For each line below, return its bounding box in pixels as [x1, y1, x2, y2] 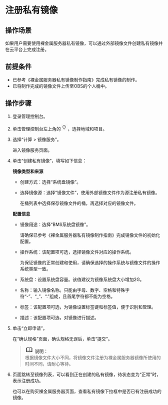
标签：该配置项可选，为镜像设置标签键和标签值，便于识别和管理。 [19, 303, 156, 310]
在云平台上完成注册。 [5, 46, 49, 52]
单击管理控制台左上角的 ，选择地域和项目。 [12, 125, 107, 131]
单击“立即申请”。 [12, 325, 47, 331]
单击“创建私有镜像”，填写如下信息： [12, 157, 87, 163]
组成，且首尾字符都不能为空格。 [49, 293, 115, 299]
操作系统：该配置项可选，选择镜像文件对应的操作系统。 [19, 248, 134, 255]
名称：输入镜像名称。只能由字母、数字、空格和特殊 [19, 287, 125, 293]
